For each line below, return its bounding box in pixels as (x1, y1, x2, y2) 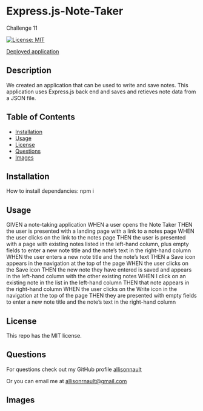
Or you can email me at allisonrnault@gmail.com (6, 377, 127, 384)
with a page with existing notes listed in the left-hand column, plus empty (6, 241, 189, 248)
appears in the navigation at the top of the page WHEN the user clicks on (6, 259, 189, 267)
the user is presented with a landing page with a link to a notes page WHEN (6, 227, 195, 235)
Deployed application (6, 47, 59, 55)
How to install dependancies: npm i (6, 187, 94, 195)
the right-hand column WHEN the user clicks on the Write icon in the (6, 286, 178, 293)
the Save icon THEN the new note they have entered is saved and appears (6, 266, 192, 273)
